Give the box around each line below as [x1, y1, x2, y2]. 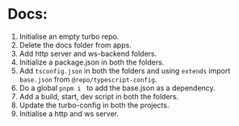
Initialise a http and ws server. [19, 108, 119, 118]
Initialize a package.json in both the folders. [19, 57, 165, 67]
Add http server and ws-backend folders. [19, 48, 157, 58]
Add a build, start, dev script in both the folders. [19, 91, 179, 101]
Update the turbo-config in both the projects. [19, 100, 170, 110]
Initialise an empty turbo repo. [19, 31, 119, 41]
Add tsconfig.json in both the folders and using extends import [19, 65, 231, 75]
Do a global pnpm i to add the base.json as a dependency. [19, 82, 216, 93]
